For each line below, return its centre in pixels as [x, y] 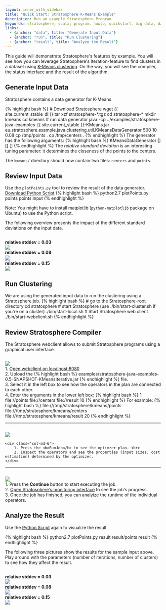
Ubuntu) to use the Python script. [39, 213]
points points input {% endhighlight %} [44, 198]
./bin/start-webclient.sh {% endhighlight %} [49, 317]
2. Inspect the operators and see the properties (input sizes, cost [87, 452]
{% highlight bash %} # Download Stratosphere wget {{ [62, 109]
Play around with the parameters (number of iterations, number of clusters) [82, 557]
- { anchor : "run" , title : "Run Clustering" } [56, 38]
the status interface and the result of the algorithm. [57, 72]
